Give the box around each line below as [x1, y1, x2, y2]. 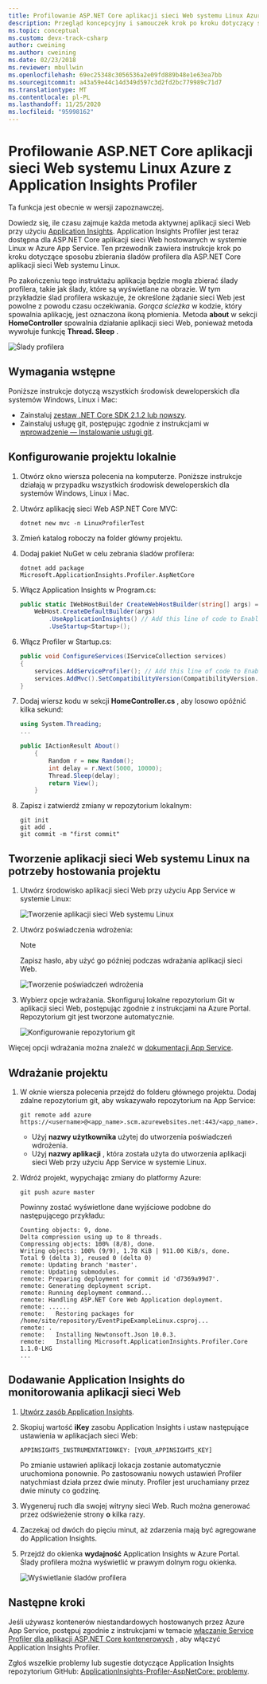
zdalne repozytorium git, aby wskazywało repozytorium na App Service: [19, 1095, 256, 1105]
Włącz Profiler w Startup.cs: [19, 637, 112, 646]
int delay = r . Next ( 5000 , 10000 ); [48, 764, 163, 772]
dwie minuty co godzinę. [19, 1486, 101, 1495]
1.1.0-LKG [19, 1344, 53, 1352]
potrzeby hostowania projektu [8, 864, 161, 877]
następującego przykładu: [19, 1211, 106, 1220]
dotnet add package [19, 563, 85, 572]
